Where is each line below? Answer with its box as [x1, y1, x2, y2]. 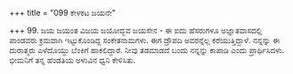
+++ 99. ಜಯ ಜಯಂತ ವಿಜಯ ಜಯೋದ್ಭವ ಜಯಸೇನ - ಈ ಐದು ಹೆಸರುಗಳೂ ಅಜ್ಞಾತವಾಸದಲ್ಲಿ [9, 26, 263, 35]
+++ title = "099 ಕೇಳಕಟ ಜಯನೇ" [9, 8, 116, 18]
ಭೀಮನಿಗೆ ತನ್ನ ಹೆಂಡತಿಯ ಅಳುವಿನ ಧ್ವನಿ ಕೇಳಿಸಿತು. [9, 55, 136, 65]
